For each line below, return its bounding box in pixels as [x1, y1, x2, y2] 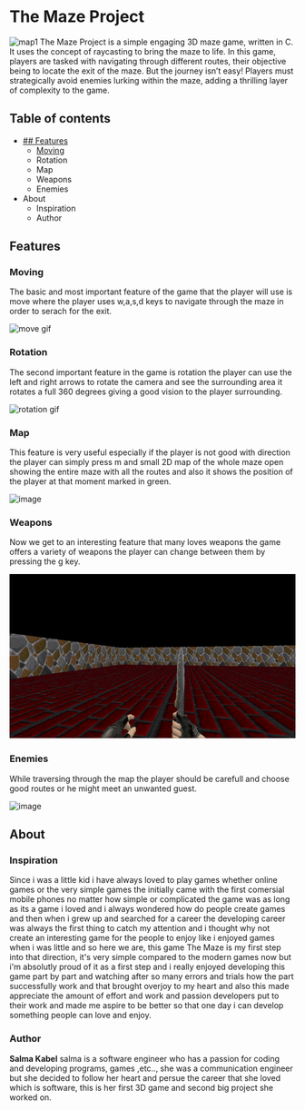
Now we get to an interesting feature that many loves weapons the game [9, 537, 281, 548]
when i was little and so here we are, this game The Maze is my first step [9, 942, 281, 953]
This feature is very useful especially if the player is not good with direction [9, 447, 290, 458]
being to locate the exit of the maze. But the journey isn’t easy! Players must [9, 65, 294, 76]
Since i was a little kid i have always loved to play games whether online [9, 875, 279, 886]
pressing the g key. [9, 556, 81, 567]
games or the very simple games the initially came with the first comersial [9, 884, 285, 896]
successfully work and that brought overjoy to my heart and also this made [9, 981, 290, 992]
